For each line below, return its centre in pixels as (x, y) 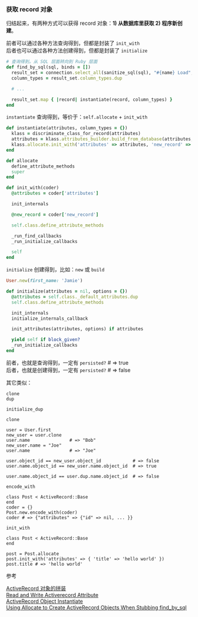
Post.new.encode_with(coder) (42, 512)
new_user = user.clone (34, 435)
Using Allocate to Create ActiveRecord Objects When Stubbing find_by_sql (96, 607)
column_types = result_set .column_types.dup (67, 78)
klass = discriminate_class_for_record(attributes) (76, 134)
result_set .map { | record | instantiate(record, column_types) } (92, 99)
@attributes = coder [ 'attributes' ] (55, 193)
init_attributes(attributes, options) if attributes (77, 329)
